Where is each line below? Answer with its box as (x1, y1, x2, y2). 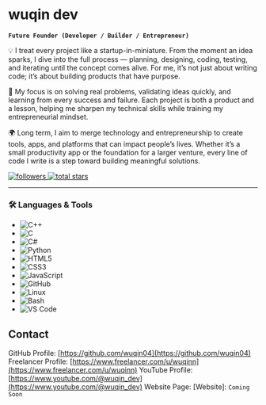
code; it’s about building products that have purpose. (8, 71, 180, 81)
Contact (8, 327, 49, 341)
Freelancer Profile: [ (8, 357, 73, 366)
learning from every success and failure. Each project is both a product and (8, 95, 255, 105)
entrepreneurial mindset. (8, 112, 89, 121)
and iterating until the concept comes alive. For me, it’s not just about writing (8, 63, 257, 72)
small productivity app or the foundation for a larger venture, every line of (8, 147, 248, 157)
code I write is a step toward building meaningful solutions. (8, 156, 200, 166)
